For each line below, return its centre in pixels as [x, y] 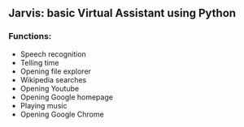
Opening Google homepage [67, 97]
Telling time [39, 62]
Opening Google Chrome [62, 114]
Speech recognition [53, 54]
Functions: [30, 36]
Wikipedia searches [53, 79]
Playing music [44, 105]
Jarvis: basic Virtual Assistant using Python [122, 13]
